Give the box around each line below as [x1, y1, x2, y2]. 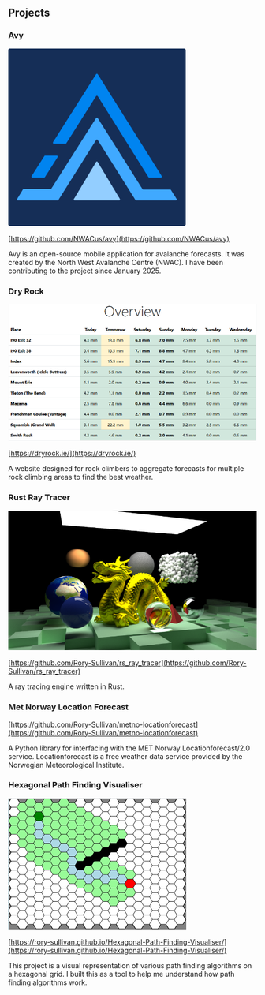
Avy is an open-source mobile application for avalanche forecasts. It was [8, 249, 245, 259]
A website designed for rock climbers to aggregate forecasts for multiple [8, 464, 244, 473]
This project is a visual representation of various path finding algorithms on [8, 960, 252, 970]
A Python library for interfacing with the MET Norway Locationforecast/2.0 [8, 743, 251, 753]
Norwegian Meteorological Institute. [8, 760, 125, 769]
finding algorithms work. [8, 978, 88, 987]
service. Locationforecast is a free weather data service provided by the [8, 751, 243, 761]
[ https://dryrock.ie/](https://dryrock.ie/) [8, 449, 136, 458]
